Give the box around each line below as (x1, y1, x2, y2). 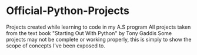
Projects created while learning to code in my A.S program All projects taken (6, 23, 191, 30)
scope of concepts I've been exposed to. (6, 42, 106, 49)
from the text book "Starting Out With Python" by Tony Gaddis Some (6, 29, 172, 36)
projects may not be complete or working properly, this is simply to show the (6, 36, 192, 43)
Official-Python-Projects (6, 4, 129, 18)
